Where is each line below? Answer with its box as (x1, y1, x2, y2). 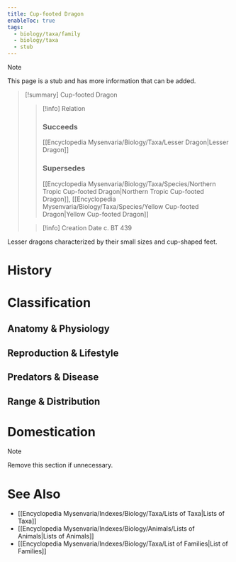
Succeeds (42, 121, 78, 131)
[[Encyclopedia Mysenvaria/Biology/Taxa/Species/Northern (42, 179, 216, 188)
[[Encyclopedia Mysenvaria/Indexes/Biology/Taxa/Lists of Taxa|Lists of (17, 509, 225, 518)
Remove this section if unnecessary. (7, 461, 113, 470)
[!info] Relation (42, 104, 86, 112)
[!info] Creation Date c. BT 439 (42, 223, 133, 232)
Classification (7, 294, 91, 310)
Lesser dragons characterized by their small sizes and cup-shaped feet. (7, 237, 218, 246)
